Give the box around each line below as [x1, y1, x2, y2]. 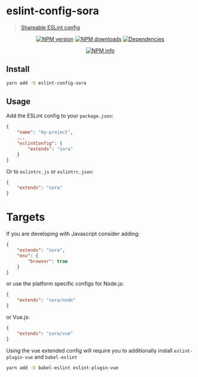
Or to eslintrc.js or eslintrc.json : [6, 168, 94, 175]
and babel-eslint [34, 353, 78, 360]
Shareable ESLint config [20, 24, 81, 31]
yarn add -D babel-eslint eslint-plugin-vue [6, 364, 119, 370]
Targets [6, 210, 45, 224]
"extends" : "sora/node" [17, 297, 76, 303]
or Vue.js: [6, 314, 30, 320]
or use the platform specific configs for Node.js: [6, 280, 124, 287]
